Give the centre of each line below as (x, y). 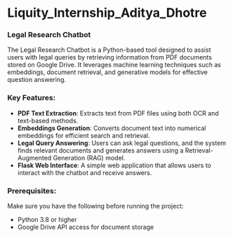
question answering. (37, 80)
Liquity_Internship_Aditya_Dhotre (107, 13)
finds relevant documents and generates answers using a (100, 150)
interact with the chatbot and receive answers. (85, 172)
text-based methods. (48, 120)
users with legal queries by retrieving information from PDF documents (110, 57)
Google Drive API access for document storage (86, 227)
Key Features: (32, 98)
